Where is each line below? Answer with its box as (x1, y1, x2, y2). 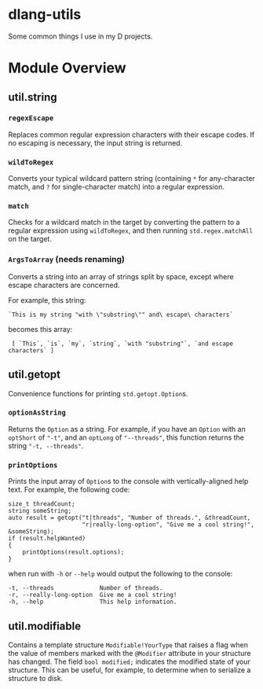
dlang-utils (8, 6, 82, 24)
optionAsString (8, 408, 67, 418)
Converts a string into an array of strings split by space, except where (8, 271, 234, 281)
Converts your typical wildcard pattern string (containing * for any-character (8, 174, 255, 183)
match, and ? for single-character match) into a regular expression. (8, 182, 225, 192)
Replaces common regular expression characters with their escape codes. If (8, 130, 255, 139)
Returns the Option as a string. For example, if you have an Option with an (8, 424, 246, 433)
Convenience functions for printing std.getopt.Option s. (8, 389, 188, 398)
